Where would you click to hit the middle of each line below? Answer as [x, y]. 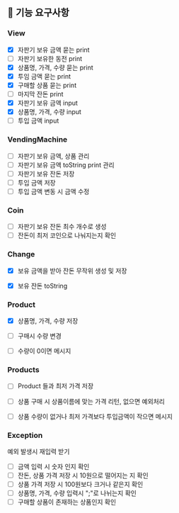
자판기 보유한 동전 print [50, 58]
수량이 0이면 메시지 [44, 351]
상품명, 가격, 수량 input [49, 112]
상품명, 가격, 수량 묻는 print [55, 67]
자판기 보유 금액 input [47, 103]
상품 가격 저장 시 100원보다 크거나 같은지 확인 [80, 485]
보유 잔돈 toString [42, 286]
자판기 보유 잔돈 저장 [46, 174]
